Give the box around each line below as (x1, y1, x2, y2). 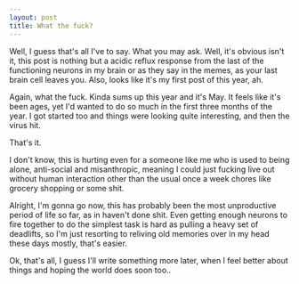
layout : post (9, 12, 58, 22)
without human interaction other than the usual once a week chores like (9, 173, 271, 183)
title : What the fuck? (9, 21, 93, 30)
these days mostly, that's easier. (9, 238, 127, 248)
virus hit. (9, 119, 42, 130)
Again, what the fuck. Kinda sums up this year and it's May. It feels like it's (9, 91, 281, 102)
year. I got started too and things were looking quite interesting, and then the (9, 110, 290, 121)
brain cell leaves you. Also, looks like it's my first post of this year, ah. (9, 74, 264, 85)
